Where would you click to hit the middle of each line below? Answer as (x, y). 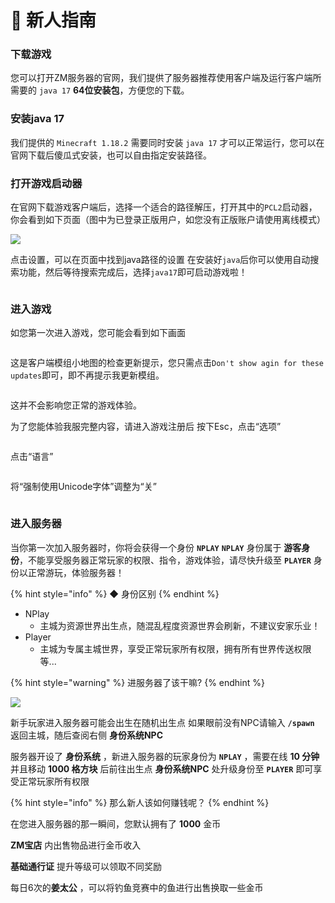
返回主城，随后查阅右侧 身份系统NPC (87, 735)
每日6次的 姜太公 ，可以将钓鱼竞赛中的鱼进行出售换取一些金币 (137, 887)
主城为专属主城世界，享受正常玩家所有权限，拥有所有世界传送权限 (175, 648)
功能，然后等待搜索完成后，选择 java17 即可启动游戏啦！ (133, 272)
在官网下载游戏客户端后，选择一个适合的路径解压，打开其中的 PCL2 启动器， (164, 207)
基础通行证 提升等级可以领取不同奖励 (86, 866)
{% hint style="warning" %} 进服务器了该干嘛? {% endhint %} (137, 682)
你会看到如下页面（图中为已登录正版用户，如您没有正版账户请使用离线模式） (168, 220)
